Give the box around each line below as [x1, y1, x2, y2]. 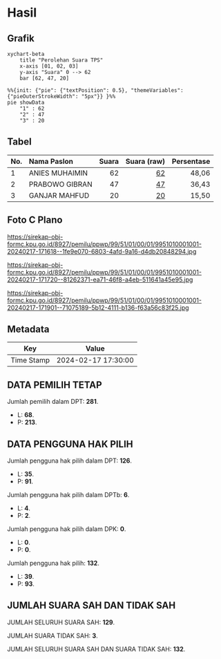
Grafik [7, 33, 35, 44]
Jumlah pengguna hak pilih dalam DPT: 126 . [7, 456, 133, 465]
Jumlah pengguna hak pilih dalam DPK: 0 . [7, 525, 126, 533]
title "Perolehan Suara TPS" [19, 57, 104, 64]
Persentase [171, 156, 211, 166]
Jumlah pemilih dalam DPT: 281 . [7, 398, 99, 406]
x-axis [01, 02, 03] [19, 63, 79, 70]
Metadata [7, 324, 50, 335]
